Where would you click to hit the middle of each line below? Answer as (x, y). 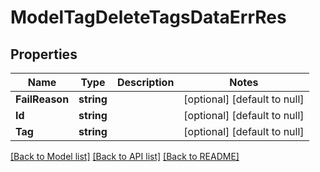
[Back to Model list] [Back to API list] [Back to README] (125, 156)
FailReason (42, 99)
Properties (44, 54)
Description (145, 82)
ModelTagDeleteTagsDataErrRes (148, 17)
